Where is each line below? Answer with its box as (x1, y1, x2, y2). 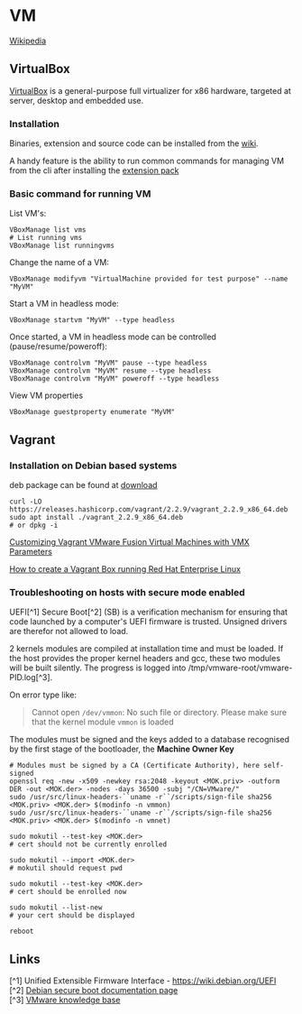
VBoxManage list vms (9, 226, 87, 235)
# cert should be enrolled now (9, 888, 127, 897)
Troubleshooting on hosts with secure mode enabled (9, 585, 245, 598)
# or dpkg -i (9, 521, 59, 530)
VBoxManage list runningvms (9, 241, 115, 251)
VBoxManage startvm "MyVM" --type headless (9, 316, 176, 325)
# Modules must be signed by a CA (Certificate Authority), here (9, 761, 260, 770)
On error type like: (9, 689, 77, 700)
